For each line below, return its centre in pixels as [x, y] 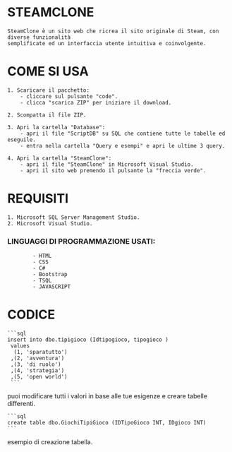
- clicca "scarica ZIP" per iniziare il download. [96, 102]
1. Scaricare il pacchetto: [49, 90]
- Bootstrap [50, 275]
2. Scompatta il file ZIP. [47, 115]
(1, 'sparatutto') [41, 352]
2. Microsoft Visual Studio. [50, 223]
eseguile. [22, 139]
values [20, 346]
